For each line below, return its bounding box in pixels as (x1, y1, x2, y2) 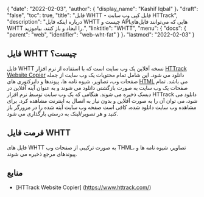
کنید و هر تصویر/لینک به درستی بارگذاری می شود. (7, 109, 118, 117)
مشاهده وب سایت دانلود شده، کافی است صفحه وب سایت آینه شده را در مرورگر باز (7, 103, 197, 111)
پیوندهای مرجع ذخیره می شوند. (7, 150, 77, 157)
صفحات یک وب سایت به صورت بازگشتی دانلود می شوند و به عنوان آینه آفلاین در (7, 84, 188, 91)
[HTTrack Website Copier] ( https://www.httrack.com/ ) (15, 184, 152, 191)
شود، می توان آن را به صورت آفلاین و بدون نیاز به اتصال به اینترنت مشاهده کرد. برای (7, 97, 198, 104)
